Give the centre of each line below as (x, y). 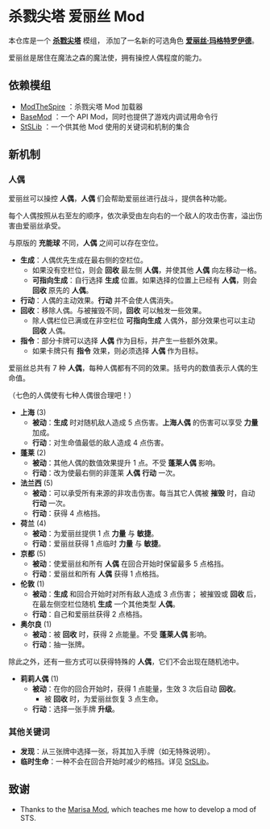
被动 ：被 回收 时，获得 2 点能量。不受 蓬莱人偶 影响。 (121, 634)
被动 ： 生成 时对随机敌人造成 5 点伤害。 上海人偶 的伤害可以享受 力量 (145, 423)
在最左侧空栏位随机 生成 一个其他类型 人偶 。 (106, 604)
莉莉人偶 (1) (39, 679)
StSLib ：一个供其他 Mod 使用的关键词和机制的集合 (105, 127)
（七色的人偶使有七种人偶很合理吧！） (72, 396)
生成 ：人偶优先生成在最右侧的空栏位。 (83, 260)
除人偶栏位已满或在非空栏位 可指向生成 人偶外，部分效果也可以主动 (143, 320)
